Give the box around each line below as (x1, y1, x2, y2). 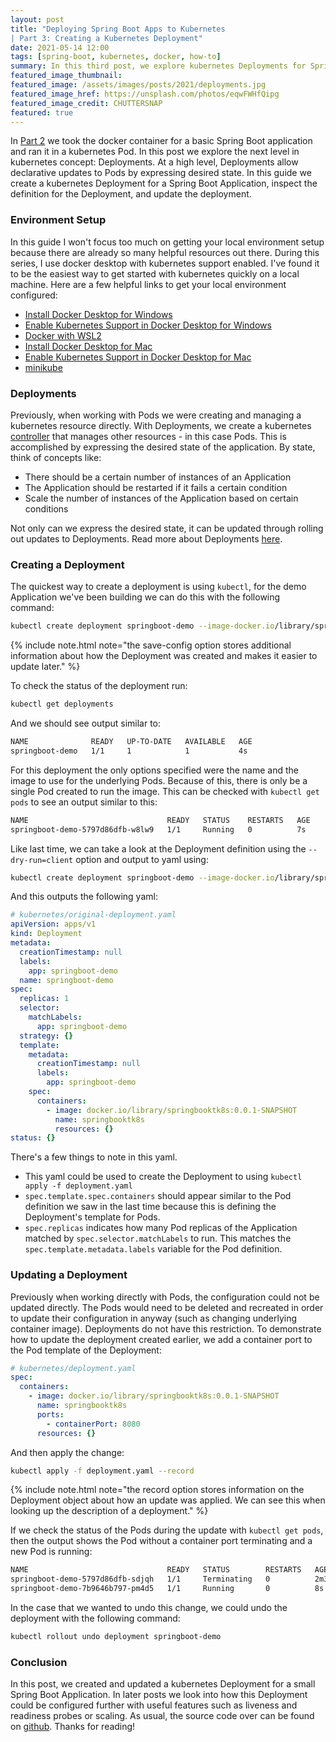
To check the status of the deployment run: (10, 680, 188, 692)
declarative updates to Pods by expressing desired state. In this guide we (10, 167, 312, 179)
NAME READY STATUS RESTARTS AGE (10, 815, 311, 825)
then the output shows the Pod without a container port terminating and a (10, 1535, 313, 1547)
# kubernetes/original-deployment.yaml (10, 910, 177, 920)
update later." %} (10, 661, 81, 673)
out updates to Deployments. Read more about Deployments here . (10, 532, 283, 545)
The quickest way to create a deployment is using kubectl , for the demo (10, 581, 307, 593)
